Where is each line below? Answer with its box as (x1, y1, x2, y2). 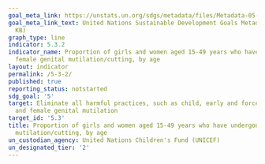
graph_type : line (8, 33, 65, 42)
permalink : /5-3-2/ (8, 70, 73, 78)
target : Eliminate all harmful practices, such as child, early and (8, 99, 238, 107)
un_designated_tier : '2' (8, 143, 90, 151)
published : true (8, 77, 62, 85)
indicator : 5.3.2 (8, 41, 65, 49)
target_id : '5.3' (8, 114, 65, 122)
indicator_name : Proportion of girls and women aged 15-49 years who (8, 48, 242, 56)
